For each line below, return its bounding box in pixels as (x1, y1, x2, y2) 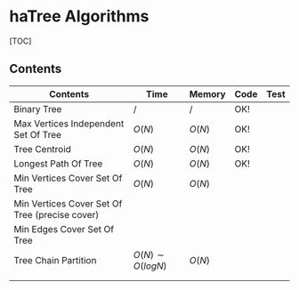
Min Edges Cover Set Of (13, 222, 114, 235)
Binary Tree (13, 102, 62, 115)
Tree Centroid (13, 142, 71, 155)
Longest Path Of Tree (13, 157, 103, 170)
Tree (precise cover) (13, 208, 100, 221)
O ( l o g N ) (133, 260, 167, 272)
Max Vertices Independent (13, 117, 125, 130)
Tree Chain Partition (13, 254, 97, 266)
